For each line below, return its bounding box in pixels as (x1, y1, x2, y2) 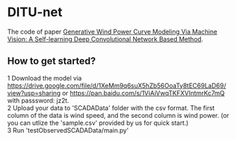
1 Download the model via (7, 74, 82, 82)
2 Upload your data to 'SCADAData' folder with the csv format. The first (7, 103, 215, 112)
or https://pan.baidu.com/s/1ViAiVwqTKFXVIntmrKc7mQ (62, 88, 225, 97)
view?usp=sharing (7, 88, 61, 97)
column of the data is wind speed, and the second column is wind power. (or (7, 111, 230, 119)
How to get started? (7, 55, 97, 67)
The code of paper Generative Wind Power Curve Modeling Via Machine (7, 27, 218, 36)
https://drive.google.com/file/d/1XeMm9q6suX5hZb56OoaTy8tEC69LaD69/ (7, 81, 227, 90)
